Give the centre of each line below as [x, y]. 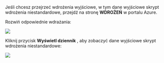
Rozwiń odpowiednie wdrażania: [38, 22]
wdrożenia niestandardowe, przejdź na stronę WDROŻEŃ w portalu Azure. [81, 12]
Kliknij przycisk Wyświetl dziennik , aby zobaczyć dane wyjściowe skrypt [81, 41]
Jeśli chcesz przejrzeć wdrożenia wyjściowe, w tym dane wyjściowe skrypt [82, 7]
